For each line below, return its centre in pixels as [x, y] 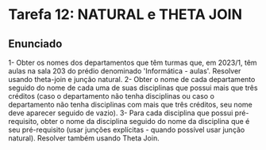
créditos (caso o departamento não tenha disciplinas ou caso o [111, 96]
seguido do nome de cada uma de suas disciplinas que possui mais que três [133, 88]
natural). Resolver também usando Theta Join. [84, 138]
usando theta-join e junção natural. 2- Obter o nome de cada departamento [132, 79]
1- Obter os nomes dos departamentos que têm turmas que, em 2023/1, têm [133, 62]
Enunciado [35, 44]
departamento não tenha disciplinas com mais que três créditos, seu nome [130, 105]
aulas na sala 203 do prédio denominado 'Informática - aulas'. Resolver [125, 71]
